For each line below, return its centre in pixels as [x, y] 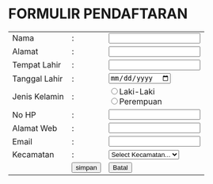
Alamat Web [35, 128]
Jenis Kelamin [38, 97]
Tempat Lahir [37, 65]
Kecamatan [33, 155]
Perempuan [141, 102]
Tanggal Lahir [38, 79]
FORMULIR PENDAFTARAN [98, 14]
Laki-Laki [137, 92]
